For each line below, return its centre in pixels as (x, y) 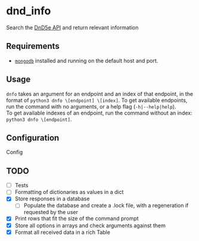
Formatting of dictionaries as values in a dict (69, 192)
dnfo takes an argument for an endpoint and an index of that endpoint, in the (100, 94)
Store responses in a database (52, 199)
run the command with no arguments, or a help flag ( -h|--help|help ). (91, 106)
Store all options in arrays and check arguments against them (90, 225)
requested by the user (51, 212)
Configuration (33, 138)
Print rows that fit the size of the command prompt (77, 218)
